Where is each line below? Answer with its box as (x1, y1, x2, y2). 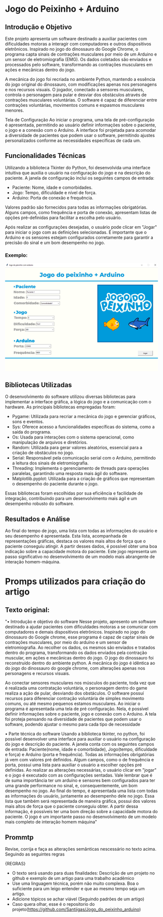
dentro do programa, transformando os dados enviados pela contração (5, 650, 147, 656)
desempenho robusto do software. (5, 501, 74, 507)
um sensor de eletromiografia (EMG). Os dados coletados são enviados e (5, 57, 152, 62)
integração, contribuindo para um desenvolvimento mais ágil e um (5, 496, 137, 501)
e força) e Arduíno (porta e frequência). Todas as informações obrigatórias (5, 752, 154, 758)
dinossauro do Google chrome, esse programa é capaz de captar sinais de (5, 634, 154, 640)
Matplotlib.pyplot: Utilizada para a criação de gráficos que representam (12, 476, 155, 481)
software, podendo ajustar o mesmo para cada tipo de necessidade (5, 721, 141, 727)
